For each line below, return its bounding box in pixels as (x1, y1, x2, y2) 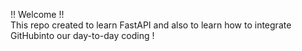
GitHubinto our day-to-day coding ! (10, 30, 155, 41)
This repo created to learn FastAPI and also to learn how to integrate (10, 19, 292, 31)
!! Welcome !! (10, 9, 65, 20)
